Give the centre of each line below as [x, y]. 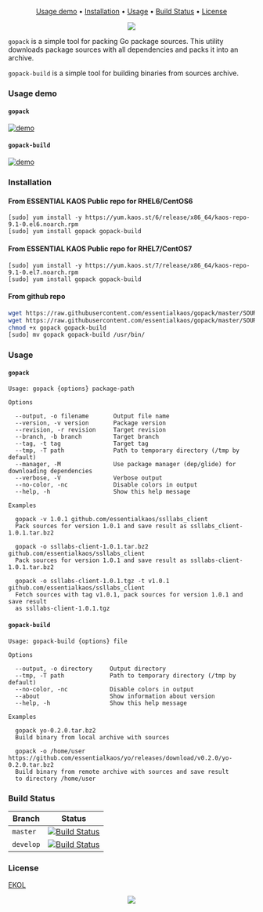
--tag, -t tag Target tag [82, 444]
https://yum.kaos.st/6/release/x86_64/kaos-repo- [168, 218]
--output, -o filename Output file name [92, 416]
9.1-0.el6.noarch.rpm [43, 224]
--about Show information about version [115, 696]
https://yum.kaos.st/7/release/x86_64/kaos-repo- [168, 265]
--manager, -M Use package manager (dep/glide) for [126, 465]
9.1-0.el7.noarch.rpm [43, 272]
